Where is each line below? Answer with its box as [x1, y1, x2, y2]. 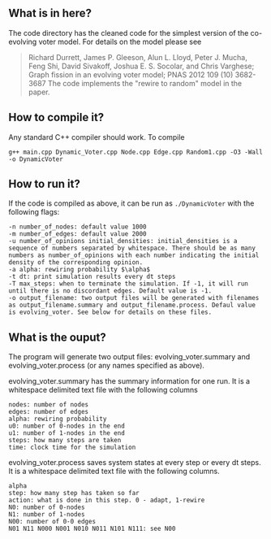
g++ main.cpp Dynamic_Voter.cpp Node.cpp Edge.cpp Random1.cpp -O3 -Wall [8, 148, 264, 156]
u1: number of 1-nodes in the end [8, 429, 126, 437]
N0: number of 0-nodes [8, 503, 85, 511]
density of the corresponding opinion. [8, 259, 144, 267]
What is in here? [8, 7, 92, 20]
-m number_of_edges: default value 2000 [8, 230, 148, 238]
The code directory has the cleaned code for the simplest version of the [8, 28, 249, 37]
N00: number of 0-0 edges [8, 518, 96, 526]
